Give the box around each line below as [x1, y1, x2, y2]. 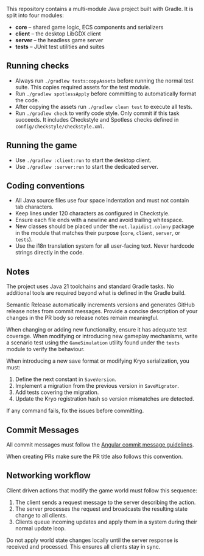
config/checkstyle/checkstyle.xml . [15, 122, 105, 130]
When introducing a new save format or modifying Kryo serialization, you [6, 357, 190, 365]
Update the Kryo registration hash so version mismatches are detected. [15, 395, 195, 402]
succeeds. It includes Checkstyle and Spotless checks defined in [15, 116, 179, 123]
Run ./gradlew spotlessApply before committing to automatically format [15, 90, 197, 97]
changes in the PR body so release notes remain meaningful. [6, 314, 159, 322]
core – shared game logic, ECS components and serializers [15, 24, 164, 31]
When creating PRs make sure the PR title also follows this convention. [6, 453, 183, 461]
